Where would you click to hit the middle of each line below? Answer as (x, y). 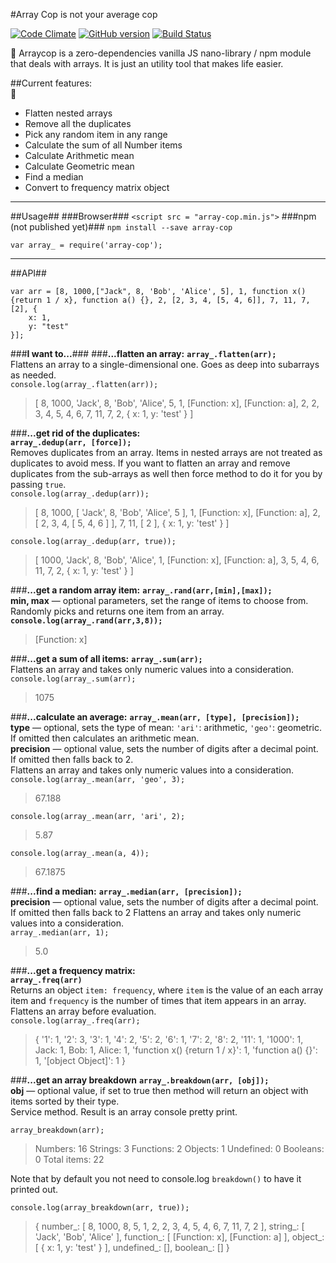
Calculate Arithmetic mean (79, 155)
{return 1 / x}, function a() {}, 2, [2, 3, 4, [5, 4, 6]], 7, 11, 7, (160, 300)
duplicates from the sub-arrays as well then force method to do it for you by (166, 473)
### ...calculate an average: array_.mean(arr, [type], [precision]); (155, 717)
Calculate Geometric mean (79, 166)
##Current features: (51, 83)
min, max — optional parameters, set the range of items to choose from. (159, 600)
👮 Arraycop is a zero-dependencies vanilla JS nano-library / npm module (161, 53)
